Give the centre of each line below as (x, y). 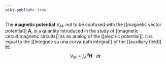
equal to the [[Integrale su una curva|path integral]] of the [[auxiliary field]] (83, 42)
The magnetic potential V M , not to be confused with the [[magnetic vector (83, 25)
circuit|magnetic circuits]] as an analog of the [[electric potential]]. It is (79, 37)
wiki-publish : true (26, 10)
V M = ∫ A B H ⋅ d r (85, 56)
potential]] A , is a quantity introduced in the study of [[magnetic (72, 31)
